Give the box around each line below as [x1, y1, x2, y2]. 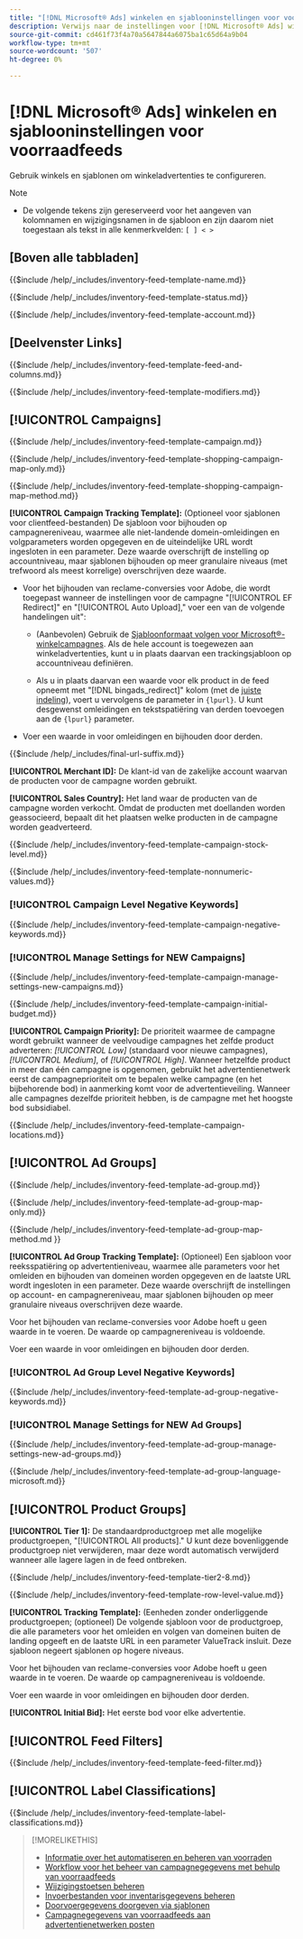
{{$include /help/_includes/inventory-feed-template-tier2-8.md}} [9, 1572, 251, 1583]
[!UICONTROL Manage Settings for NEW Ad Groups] [9, 1419, 242, 1430]
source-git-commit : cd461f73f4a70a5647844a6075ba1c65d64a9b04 [9, 30, 248, 39]
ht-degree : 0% [9, 55, 63, 64]
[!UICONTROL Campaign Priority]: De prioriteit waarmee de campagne [9, 1025, 276, 1036]
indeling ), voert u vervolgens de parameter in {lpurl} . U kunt [35, 694, 263, 705]
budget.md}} [9, 1007, 57, 1019]
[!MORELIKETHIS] [31, 1834, 98, 1845]
